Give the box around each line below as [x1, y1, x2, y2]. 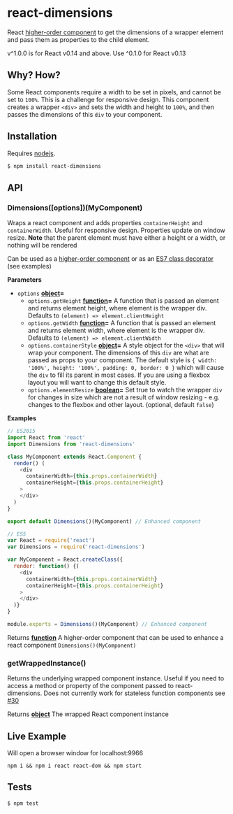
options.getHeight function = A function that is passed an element [27, 297, 220, 305]
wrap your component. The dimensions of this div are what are [27, 348, 209, 357]
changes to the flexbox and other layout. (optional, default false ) [27, 401, 214, 409]
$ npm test [7, 799, 39, 807]
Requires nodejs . [7, 149, 56, 157]
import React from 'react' [7, 434, 86, 441]
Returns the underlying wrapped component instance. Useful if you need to [7, 674, 225, 683]
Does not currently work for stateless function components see [43, 689, 225, 697]
